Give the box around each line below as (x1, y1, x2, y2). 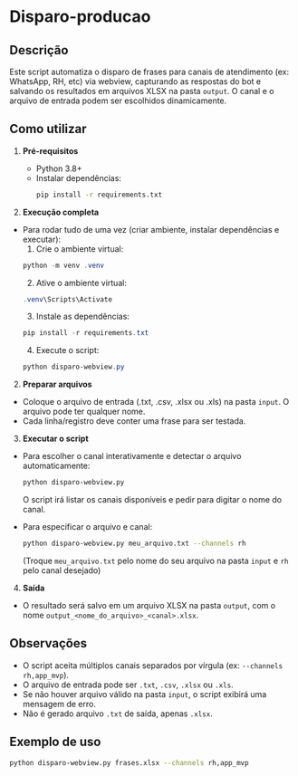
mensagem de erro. (22, 698, 97, 709)
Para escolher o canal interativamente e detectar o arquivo (22, 451, 242, 462)
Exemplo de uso (9, 734, 101, 750)
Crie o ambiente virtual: (35, 243, 124, 254)
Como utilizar (9, 121, 88, 137)
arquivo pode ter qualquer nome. (22, 406, 146, 417)
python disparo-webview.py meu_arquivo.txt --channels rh (22, 539, 246, 549)
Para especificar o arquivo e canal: (22, 522, 153, 532)
